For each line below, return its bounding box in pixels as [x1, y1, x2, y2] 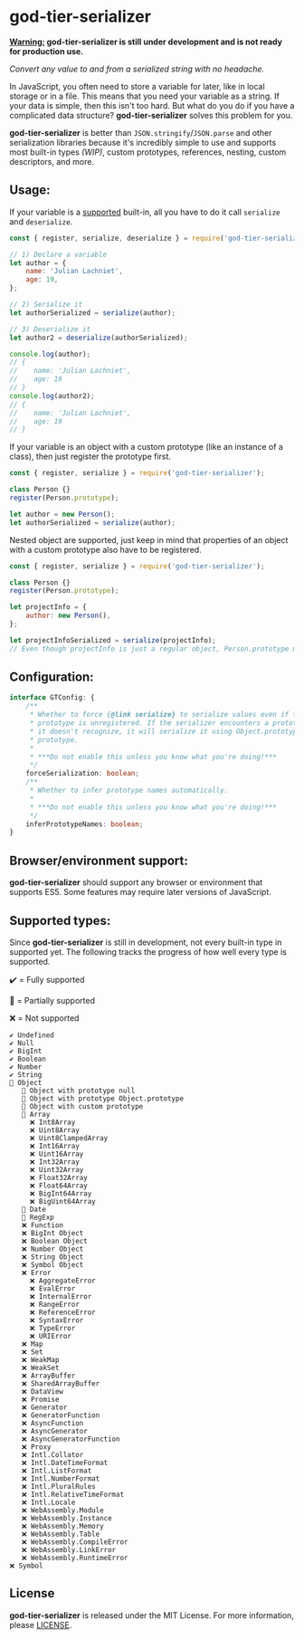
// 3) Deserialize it [9, 324, 91, 334]
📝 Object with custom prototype [21, 1101, 144, 1110]
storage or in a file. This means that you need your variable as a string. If [9, 91, 280, 101]
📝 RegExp [21, 1213, 54, 1222]
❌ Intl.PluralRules [21, 1482, 97, 1491]
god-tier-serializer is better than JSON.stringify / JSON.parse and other [9, 127, 272, 138]
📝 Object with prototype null [21, 1086, 136, 1095]
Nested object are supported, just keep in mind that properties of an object [9, 534, 289, 545]
